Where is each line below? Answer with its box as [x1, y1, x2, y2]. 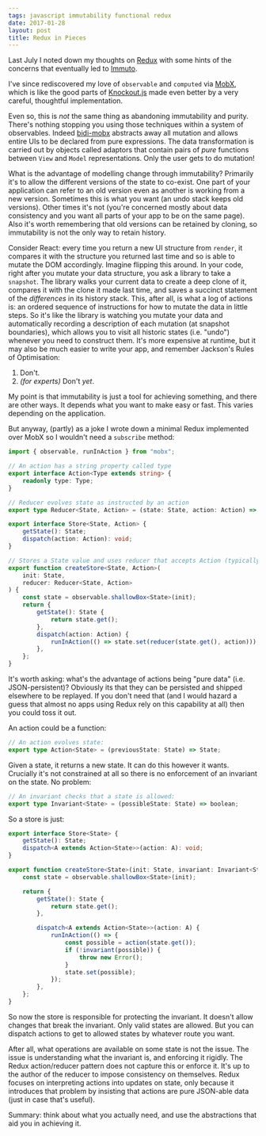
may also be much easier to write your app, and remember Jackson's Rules [8, 344, 255, 354]
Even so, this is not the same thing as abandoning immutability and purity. [8, 112, 249, 121]
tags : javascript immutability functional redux [8, 11, 172, 20]
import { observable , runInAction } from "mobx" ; [8, 448, 176, 456]
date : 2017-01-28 [8, 19, 66, 27]
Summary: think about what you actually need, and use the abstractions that [8, 1110, 257, 1119]
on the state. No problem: [8, 777, 92, 786]
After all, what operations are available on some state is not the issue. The [8, 1044, 249, 1054]
